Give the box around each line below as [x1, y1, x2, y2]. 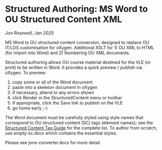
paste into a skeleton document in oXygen [12, 84, 98, 90]
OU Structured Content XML [5, 14, 122, 25]
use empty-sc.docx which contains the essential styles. [5, 130, 118, 136]
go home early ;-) [12, 105, 48, 111]
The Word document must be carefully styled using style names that [5, 114, 144, 120]
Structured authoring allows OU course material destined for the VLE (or [5, 59, 151, 65]
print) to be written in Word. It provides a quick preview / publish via [5, 64, 142, 70]
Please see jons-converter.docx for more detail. [5, 139, 102, 145]
